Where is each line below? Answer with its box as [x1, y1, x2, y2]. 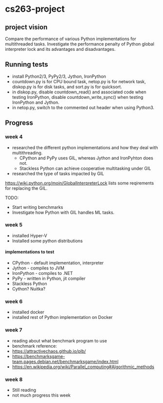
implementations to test [5, 249, 54, 255]
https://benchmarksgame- [12, 353, 65, 359]
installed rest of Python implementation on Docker [12, 314, 113, 320]
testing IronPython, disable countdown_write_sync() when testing [12, 94, 144, 100]
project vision [5, 23, 48, 31]
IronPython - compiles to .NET [12, 270, 73, 276]
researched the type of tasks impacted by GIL [12, 170, 104, 177]
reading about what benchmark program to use [12, 337, 107, 343]
